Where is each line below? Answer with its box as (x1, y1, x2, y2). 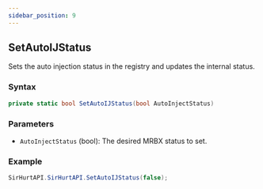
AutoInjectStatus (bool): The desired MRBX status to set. (19, 136, 208, 146)
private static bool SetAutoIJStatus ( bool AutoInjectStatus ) (8, 100, 215, 108)
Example (8, 156, 43, 167)
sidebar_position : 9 (8, 11, 77, 20)
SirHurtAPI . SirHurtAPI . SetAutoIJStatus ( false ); (8, 174, 169, 182)
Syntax (8, 81, 36, 93)
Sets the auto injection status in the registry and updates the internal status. (8, 62, 255, 71)
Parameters (8, 118, 54, 129)
